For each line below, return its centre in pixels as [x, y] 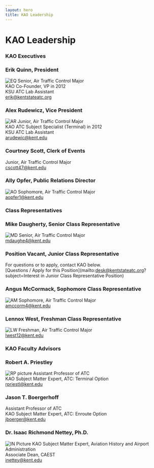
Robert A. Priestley [29, 362]
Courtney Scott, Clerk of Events [45, 151]
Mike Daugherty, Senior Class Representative [63, 224]
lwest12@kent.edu [24, 335]
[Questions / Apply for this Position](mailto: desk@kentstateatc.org [75, 270]
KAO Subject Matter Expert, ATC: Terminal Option [57, 379]
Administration [21, 449]
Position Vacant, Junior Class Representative [62, 254]
